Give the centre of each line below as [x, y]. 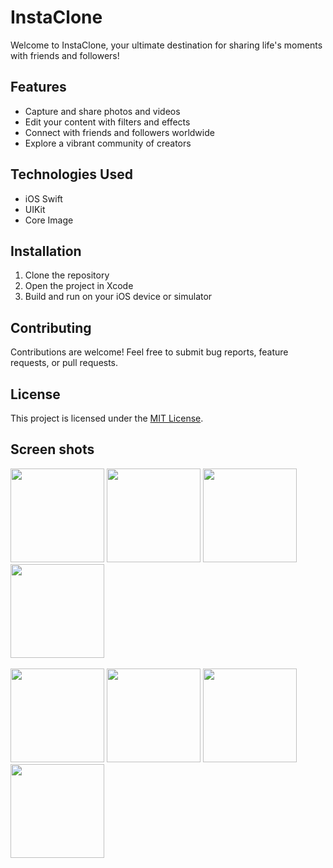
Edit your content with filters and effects [107, 122]
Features [38, 87]
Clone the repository [67, 275]
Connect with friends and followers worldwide [119, 132]
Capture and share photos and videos [102, 111]
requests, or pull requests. [64, 363]
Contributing [51, 327]
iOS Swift [43, 198]
